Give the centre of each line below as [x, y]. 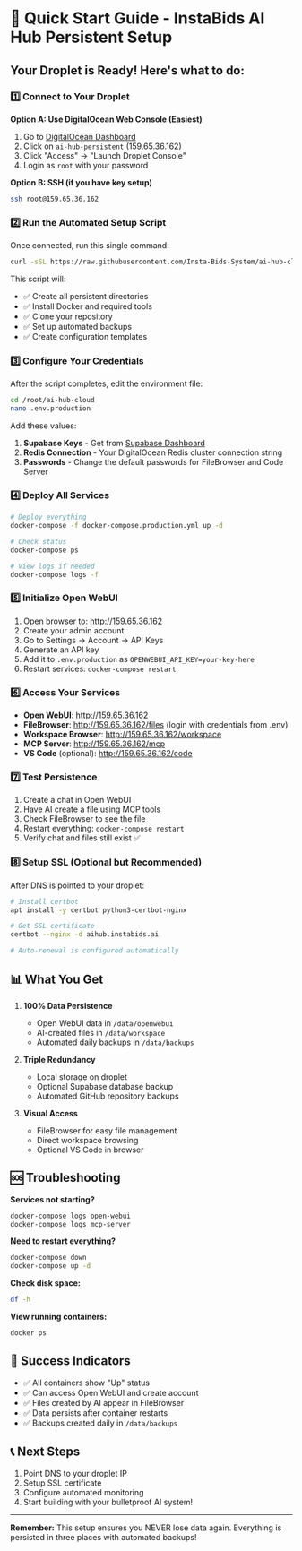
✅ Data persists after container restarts [95, 1413]
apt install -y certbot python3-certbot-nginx [99, 910]
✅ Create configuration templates [85, 336]
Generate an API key [61, 650]
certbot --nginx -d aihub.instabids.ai [85, 935]
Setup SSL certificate [62, 1483]
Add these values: [43, 426]
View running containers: [59, 1317]
